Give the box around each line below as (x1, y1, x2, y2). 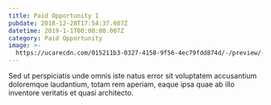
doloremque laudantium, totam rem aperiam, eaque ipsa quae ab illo (8, 79, 236, 89)
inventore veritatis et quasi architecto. (8, 88, 134, 97)
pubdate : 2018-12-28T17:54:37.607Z (8, 19, 128, 27)
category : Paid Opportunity (8, 34, 103, 42)
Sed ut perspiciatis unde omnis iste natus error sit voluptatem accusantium (8, 71, 257, 80)
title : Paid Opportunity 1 (8, 11, 99, 20)
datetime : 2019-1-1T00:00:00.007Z (8, 26, 125, 34)
